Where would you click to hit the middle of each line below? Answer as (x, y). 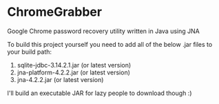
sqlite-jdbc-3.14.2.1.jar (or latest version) (74, 65)
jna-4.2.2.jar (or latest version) (60, 79)
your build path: (30, 52)
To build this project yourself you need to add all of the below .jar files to (110, 44)
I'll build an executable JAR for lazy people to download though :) (100, 93)
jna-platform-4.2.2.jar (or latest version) (74, 72)
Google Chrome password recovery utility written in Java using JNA (103, 31)
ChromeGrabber (54, 12)
